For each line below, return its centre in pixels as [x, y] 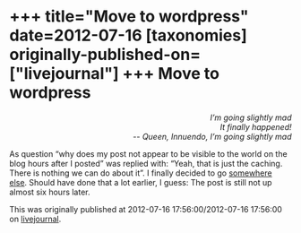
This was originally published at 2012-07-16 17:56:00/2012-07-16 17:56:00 [146, 209]
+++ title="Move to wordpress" [129, 17]
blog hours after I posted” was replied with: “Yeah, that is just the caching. [146, 163]
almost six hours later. [50, 192]
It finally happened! [256, 126]
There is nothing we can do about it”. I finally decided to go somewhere [141, 173]
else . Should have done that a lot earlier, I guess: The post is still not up [141, 182]
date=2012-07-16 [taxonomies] [129, 35]
